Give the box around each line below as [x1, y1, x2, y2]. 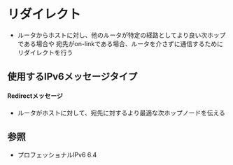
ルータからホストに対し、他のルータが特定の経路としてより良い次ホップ [17, 31, 226, 39]
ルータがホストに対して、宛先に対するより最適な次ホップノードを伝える [17, 108, 225, 117]
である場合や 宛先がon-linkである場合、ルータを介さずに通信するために [17, 39, 224, 48]
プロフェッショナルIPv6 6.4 [17, 151, 97, 159]
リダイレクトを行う [17, 48, 73, 57]
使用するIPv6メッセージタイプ [7, 71, 138, 82]
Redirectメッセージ [7, 92, 63, 100]
